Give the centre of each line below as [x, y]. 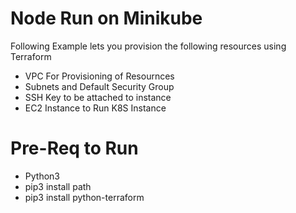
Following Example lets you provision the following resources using [148, 46]
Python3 [42, 176]
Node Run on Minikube [106, 18]
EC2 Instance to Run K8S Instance [95, 108]
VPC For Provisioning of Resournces [99, 76]
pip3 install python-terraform [84, 197]
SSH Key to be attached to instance [98, 97]
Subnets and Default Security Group [99, 86]
